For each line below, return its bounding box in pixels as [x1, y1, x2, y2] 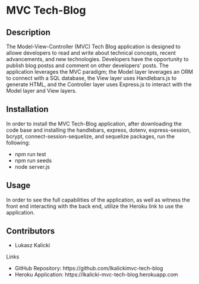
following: [6, 139, 30, 146]
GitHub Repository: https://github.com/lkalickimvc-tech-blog [14, 265, 163, 272]
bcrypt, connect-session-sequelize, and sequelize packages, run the [6, 132, 175, 140]
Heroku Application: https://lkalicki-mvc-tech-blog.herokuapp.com [14, 271, 178, 278]
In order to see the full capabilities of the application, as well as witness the [6, 196, 190, 203]
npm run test [14, 150, 46, 157]
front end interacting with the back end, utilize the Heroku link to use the [6, 203, 184, 210]
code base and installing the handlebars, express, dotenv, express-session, [6, 126, 191, 134]
